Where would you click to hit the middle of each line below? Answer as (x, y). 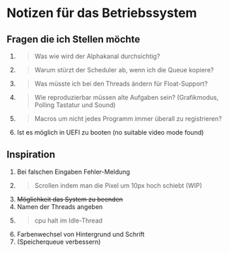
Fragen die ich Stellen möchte (74, 39)
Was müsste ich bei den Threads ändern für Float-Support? (121, 84)
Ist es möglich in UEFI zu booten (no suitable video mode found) (110, 132)
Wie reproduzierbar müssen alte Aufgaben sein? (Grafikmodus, (127, 97)
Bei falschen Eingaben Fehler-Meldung (73, 172)
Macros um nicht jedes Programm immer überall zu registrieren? (128, 119)
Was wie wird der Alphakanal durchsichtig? (97, 56)
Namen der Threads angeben (60, 206)
